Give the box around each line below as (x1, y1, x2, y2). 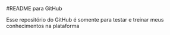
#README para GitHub (6, 5, 62, 12)
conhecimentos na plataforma (6, 23, 80, 29)
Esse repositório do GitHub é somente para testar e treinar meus (6, 16, 164, 23)
